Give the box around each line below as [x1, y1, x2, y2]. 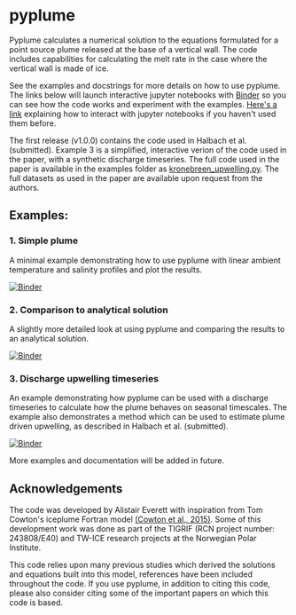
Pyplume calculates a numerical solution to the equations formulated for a [9, 35, 279, 45]
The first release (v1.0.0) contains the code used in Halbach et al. [9, 135, 247, 146]
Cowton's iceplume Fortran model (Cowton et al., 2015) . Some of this [9, 514, 261, 524]
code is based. [9, 597, 64, 608]
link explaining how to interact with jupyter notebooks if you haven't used [9, 108, 277, 119]
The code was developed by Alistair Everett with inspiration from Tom [9, 505, 263, 516]
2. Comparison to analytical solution [9, 304, 168, 316]
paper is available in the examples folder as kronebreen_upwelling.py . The [9, 163, 279, 174]
